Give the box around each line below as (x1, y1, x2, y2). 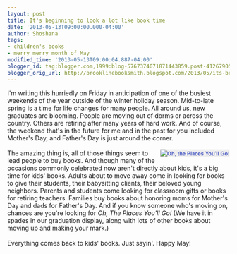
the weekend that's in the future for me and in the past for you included (7, 126, 215, 135)
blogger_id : (7, 63, 42, 70)
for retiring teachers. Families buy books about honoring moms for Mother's (7, 193, 228, 202)
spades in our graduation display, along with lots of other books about (7, 216, 211, 224)
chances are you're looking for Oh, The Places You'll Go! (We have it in (7, 209, 213, 217)
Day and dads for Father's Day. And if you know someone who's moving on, (7, 201, 228, 210)
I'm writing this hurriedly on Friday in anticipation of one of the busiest (7, 89, 212, 97)
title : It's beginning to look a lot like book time (7, 17, 166, 24)
